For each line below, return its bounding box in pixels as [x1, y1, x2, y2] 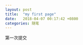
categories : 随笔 [5, 21, 40, 26]
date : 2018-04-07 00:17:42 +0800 [5, 16, 79, 21]
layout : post [5, 7, 32, 12]
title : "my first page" [5, 12, 56, 17]
